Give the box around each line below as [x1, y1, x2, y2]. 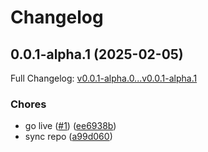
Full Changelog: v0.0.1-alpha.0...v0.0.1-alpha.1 [10, 72, 198, 84]
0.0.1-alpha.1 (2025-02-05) [10, 46, 184, 63]
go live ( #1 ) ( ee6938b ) [24, 120, 117, 132]
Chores [10, 97, 47, 111]
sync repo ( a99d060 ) [24, 131, 113, 143]
